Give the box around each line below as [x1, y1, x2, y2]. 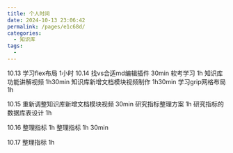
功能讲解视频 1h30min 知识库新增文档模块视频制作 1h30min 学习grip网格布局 [7, 77, 226, 86]
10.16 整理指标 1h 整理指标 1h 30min [7, 123, 109, 131]
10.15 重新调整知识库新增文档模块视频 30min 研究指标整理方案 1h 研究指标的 [7, 99, 225, 108]
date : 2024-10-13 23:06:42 [7, 17, 86, 24]
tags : [7, 42, 23, 49]
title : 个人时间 [7, 10, 50, 17]
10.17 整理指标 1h [7, 138, 55, 146]
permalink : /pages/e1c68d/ [7, 23, 86, 30]
